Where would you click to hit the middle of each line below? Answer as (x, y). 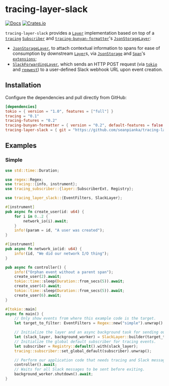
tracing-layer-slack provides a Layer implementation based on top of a (80, 33)
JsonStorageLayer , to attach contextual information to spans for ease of (86, 48)
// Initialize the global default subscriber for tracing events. (85, 341)
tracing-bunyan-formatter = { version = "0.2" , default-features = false (84, 125)
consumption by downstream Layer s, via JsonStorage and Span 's (79, 53)
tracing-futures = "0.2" (31, 121)
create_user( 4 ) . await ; (38, 286)
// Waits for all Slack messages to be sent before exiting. (79, 369)
